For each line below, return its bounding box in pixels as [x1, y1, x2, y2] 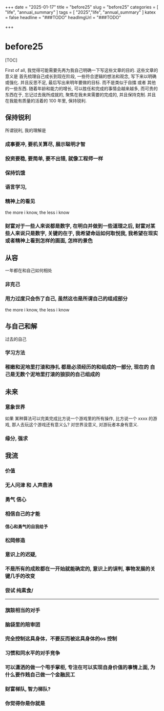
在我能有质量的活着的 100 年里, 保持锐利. [5, 98, 87, 104]
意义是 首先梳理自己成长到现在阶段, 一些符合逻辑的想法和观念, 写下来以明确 [5, 73, 157, 79]
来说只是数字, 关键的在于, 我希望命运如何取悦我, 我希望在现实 [15, 230, 158, 236]
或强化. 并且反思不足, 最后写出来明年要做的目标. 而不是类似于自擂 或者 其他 [5, 79, 156, 85]
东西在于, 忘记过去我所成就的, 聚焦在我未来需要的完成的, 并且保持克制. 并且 [5, 91, 156, 97]
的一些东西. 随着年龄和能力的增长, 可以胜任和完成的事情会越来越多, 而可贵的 [5, 85, 158, 91]
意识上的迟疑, [5, 551, 37, 558]
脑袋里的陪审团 [5, 621, 41, 628]
